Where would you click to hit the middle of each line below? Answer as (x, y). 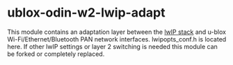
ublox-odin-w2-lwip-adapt (86, 13)
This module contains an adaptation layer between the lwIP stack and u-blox (116, 32)
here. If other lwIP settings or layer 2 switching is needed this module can (112, 46)
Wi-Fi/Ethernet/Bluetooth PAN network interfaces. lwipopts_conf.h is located (117, 39)
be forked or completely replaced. (56, 54)
